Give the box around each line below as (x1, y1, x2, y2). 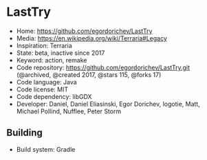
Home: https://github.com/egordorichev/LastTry (16, 27, 153, 35)
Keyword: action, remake (16, 56, 87, 64)
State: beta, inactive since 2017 (16, 49, 105, 57)
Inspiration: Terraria (16, 41, 73, 49)
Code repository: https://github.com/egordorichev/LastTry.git (16, 63, 190, 71)
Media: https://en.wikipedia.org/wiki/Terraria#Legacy (16, 34, 168, 42)
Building (6, 127, 43, 139)
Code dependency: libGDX (16, 92, 92, 100)
